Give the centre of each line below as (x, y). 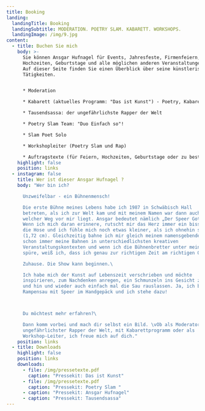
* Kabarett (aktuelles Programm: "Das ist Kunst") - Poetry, (102, 102)
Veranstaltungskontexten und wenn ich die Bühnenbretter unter (105, 247)
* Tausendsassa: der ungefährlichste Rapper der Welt (92, 113)
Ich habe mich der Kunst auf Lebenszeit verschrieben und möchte (107, 275)
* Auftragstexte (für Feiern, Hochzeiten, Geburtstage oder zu (105, 157)
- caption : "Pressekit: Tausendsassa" (72, 398)
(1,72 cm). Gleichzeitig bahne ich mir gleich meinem (92, 236)
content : (17, 40)
